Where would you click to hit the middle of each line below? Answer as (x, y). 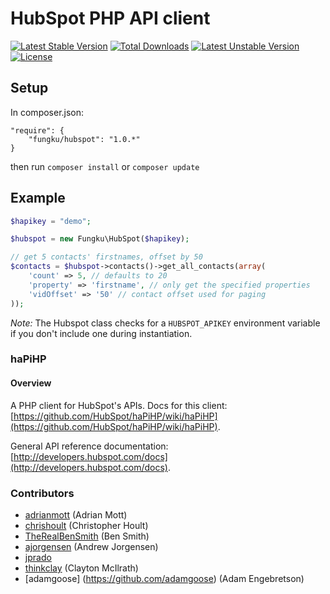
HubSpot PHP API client (110, 18)
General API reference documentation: (89, 446)
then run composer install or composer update (105, 166)
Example (38, 198)
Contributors (42, 493)
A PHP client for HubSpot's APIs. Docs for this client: (119, 405)
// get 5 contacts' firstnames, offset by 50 (106, 257)
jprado (38, 557)
